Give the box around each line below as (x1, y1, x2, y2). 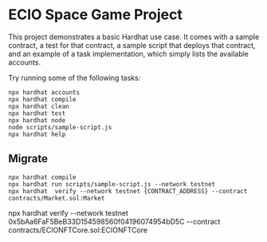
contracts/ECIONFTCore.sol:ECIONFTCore (8, 225, 148, 235)
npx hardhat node (8, 116, 66, 125)
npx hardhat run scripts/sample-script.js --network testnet (8, 180, 216, 188)
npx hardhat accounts (8, 88, 80, 97)
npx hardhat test (8, 109, 66, 117)
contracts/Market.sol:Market (8, 194, 105, 202)
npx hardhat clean (8, 102, 69, 110)
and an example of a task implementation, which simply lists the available (8, 49, 249, 58)
